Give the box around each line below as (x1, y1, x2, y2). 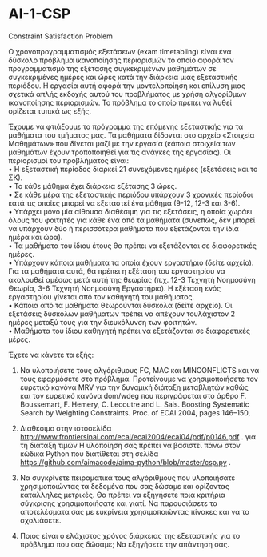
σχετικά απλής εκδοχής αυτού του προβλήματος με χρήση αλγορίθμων (8, 89, 247, 98)
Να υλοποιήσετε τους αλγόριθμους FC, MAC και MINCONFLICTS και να (19, 365, 260, 375)
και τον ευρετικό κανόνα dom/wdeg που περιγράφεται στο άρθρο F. (19, 391, 247, 400)
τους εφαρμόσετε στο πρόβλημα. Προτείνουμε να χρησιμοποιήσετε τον (19, 374, 258, 383)
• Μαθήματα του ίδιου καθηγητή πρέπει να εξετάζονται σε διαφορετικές (8, 326, 251, 335)
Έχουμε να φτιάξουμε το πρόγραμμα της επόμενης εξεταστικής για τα (8, 122, 244, 131)
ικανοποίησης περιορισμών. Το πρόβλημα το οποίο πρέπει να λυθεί (8, 98, 233, 107)
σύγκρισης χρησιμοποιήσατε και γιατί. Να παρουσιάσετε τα (19, 498, 218, 508)
